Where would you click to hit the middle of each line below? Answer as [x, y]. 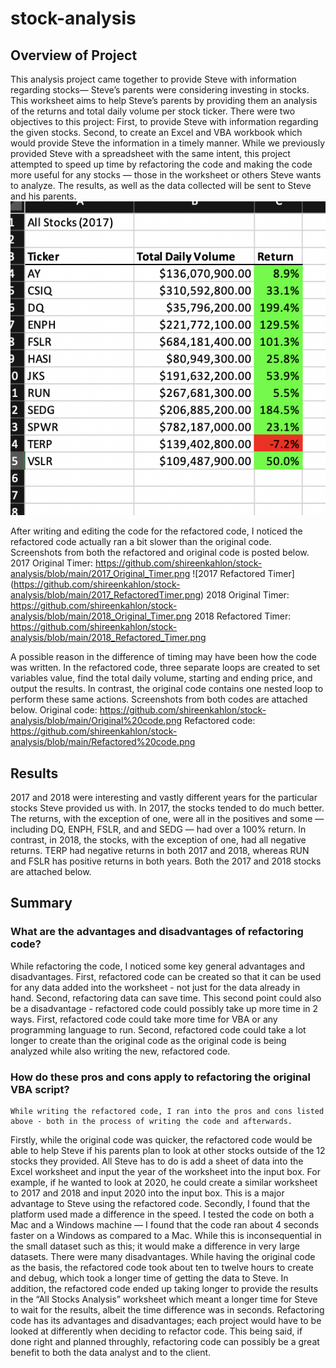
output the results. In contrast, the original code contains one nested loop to [167, 689]
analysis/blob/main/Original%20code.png [96, 721]
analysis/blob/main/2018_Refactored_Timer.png [108, 638]
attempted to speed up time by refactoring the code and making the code [161, 164]
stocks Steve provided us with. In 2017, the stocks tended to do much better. [167, 808]
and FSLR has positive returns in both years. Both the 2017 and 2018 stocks [166, 861]
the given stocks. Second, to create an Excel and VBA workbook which [156, 132]
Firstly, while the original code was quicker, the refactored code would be [161, 1139]
